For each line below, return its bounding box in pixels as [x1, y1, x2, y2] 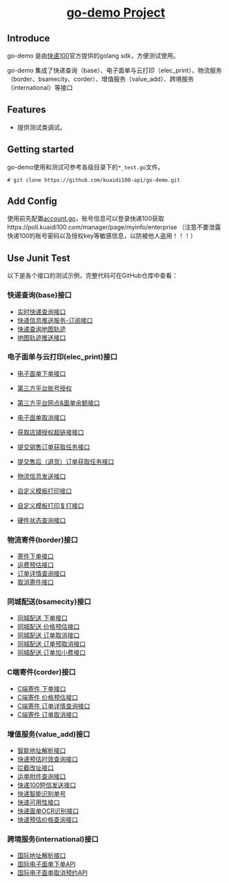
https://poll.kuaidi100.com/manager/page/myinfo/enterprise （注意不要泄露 [7, 223, 221, 231]
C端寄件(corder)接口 [7, 667, 76, 677]
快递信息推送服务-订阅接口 [17, 316, 93, 324]
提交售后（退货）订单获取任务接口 [17, 457, 114, 466]
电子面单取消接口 [17, 413, 66, 421]
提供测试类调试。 [17, 123, 66, 131]
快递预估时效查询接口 [17, 755, 78, 763]
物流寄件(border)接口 [7, 535, 78, 544]
